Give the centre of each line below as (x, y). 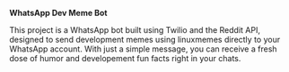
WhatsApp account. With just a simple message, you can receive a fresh (143, 49)
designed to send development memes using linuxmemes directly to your (145, 40)
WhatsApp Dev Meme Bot (58, 13)
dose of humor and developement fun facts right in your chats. (125, 58)
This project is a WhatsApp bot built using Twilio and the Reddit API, (135, 30)
